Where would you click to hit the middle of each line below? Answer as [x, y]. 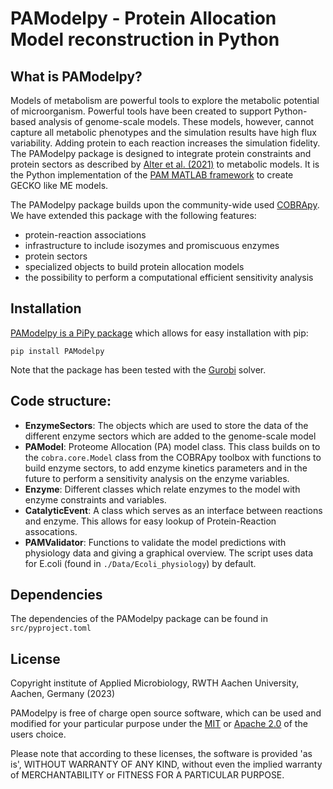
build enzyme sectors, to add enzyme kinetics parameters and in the [166, 468]
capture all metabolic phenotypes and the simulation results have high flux [163, 132]
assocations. [51, 531]
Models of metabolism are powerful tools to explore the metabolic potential [165, 100]
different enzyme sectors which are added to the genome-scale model [170, 436]
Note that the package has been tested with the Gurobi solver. [138, 369]
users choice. [38, 734]
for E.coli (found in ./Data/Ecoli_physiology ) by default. [140, 563]
